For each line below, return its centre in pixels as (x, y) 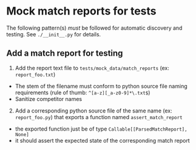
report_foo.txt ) (35, 74)
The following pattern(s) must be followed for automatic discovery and (94, 28)
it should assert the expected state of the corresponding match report (102, 140)
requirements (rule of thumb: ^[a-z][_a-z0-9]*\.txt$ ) (83, 93)
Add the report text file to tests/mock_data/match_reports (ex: (92, 68)
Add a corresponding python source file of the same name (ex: (93, 111)
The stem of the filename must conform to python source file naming (101, 86)
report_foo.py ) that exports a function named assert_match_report (99, 117)
